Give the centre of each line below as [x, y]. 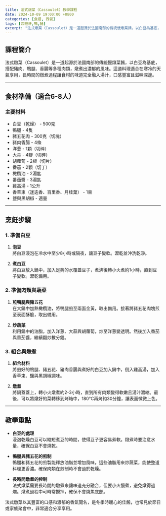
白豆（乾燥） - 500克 [34, 124]
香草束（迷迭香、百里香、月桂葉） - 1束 [52, 192]
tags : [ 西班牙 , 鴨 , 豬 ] [25, 24]
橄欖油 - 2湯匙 [27, 173]
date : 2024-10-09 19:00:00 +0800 [40, 14]
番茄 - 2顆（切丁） [31, 167]
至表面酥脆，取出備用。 [36, 314]
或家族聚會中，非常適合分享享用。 [40, 508]
